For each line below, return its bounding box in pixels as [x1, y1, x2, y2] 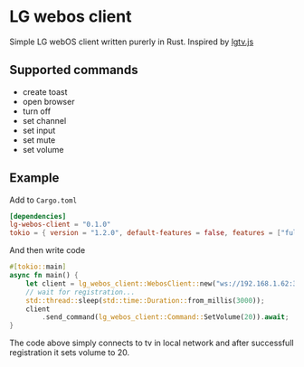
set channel [22, 115, 67, 126]
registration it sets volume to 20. [9, 347, 129, 358]
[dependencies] [9, 212, 67, 221]
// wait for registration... [25, 287, 136, 296]
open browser [22, 96, 75, 107]
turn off [22, 106, 52, 117]
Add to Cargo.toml [9, 194, 78, 205]
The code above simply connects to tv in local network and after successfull [9, 337, 294, 349]
